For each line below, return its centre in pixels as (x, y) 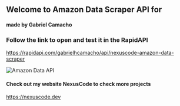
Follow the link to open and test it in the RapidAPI (77, 39)
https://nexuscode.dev (34, 97)
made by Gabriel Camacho (39, 24)
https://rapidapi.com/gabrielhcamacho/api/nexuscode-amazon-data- (90, 53)
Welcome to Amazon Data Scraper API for (84, 10)
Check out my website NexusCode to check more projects (79, 84)
